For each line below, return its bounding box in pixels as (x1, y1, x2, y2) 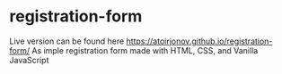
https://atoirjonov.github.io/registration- (126, 36, 273, 46)
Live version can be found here (9, 36, 125, 46)
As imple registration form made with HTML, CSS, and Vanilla (31, 45, 259, 55)
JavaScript (9, 54, 49, 65)
